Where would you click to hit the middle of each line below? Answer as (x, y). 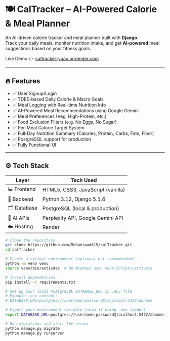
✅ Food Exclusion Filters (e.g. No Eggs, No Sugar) (65, 122)
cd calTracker (20, 250)
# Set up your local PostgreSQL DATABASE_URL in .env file (69, 291)
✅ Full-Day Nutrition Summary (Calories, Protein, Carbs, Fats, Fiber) (83, 133)
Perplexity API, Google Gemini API (83, 218)
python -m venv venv (27, 264)
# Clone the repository (30, 240)
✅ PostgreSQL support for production (52, 139)
